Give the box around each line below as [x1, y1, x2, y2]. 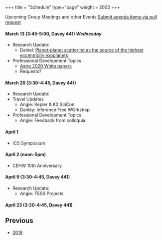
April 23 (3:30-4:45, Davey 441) [5, 202, 73, 208]
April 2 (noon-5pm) [5, 151, 46, 157]
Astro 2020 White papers [19, 63, 72, 69]
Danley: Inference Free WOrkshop [19, 107, 90, 113]
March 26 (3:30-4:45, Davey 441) [5, 79, 76, 85]
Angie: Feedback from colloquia [19, 117, 86, 123]
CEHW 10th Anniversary [12, 162, 62, 168]
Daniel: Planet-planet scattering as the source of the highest [19, 47, 144, 53]
